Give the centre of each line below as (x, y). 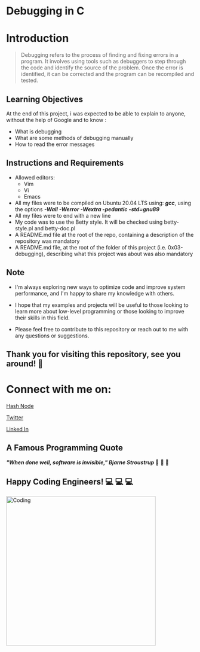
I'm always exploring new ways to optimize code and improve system (100, 287)
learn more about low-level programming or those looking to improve (100, 311)
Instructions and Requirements (65, 163)
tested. (30, 80)
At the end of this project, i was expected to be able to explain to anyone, (96, 113)
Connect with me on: (59, 389)
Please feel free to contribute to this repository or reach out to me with (101, 329)
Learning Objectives (45, 99)
